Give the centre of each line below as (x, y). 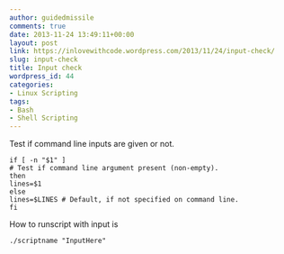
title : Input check (46, 68)
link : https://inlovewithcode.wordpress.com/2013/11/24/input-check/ (142, 51)
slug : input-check (44, 59)
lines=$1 (26, 184)
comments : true (38, 26)
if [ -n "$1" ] (38, 160)
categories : (31, 85)
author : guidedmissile (52, 18)
